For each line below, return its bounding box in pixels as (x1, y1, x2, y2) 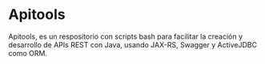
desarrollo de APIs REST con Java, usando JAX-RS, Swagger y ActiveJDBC (8, 40, 258, 49)
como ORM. (8, 48, 48, 58)
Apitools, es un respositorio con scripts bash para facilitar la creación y (8, 32, 243, 41)
